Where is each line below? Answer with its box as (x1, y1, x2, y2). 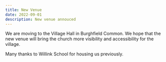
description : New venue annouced (5, 17, 76, 22)
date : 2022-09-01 (5, 12, 42, 17)
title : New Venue (5, 7, 42, 13)
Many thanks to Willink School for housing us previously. (5, 51, 123, 57)
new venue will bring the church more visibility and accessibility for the (5, 36, 154, 42)
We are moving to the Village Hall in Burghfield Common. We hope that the (5, 31, 161, 37)
